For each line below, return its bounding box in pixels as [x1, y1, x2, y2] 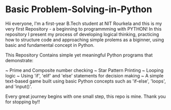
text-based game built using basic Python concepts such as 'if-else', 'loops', [5, 78, 166, 84]
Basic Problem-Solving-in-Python [5, 4, 152, 15]
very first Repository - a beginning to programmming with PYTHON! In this [5, 25, 162, 32]
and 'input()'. [5, 83, 32, 90]
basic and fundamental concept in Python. [5, 42, 94, 48]
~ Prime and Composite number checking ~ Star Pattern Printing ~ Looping [5, 67, 164, 73]
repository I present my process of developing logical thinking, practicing [5, 31, 159, 37]
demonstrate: [5, 57, 34, 63]
